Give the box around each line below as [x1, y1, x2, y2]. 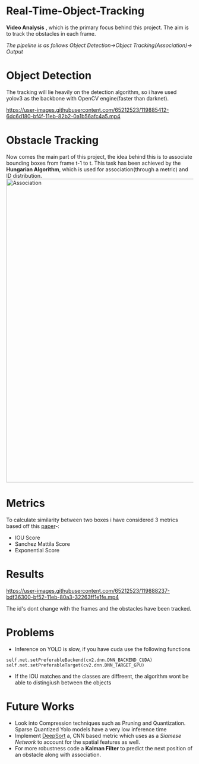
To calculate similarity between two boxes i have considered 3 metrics [6, 516, 178, 523]
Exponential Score [14, 546, 60, 554]
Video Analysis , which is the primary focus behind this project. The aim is [6, 24, 189, 31]
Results [6, 567, 45, 581]
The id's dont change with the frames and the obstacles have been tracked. [6, 605, 192, 612]
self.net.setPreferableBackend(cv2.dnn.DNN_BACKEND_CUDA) [6, 657, 153, 663]
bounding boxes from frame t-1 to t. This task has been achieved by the [6, 159, 181, 166]
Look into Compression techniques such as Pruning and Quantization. [14, 719, 186, 727]
